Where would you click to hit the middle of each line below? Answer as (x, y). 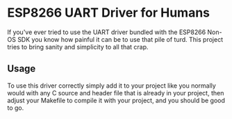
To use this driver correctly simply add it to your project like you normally (112, 86)
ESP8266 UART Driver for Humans (109, 13)
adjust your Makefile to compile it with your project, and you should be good (116, 100)
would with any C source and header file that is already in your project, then (116, 93)
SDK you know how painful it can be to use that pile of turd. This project (120, 39)
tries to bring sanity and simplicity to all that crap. (78, 47)
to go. (16, 108)
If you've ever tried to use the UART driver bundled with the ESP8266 (107, 32)
